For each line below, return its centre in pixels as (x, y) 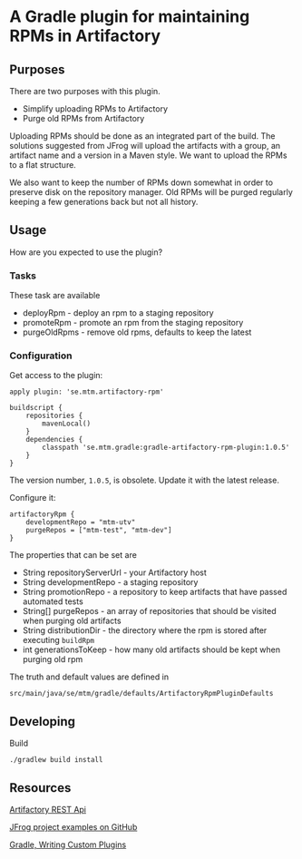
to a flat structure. (43, 165)
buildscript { (36, 408)
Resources (40, 788)
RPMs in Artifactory (85, 36)
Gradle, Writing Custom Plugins (68, 844)
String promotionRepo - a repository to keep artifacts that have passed (155, 592)
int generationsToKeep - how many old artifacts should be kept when (151, 649)
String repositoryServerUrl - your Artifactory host (114, 572)
